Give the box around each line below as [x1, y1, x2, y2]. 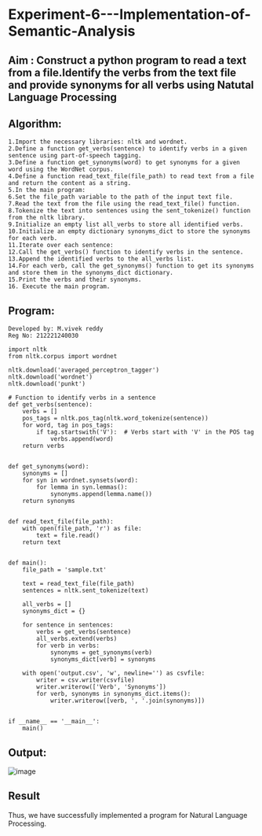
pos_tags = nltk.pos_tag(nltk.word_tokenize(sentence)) [22, 415, 209, 423]
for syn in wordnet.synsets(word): [22, 476, 139, 485]
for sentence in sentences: [22, 621, 114, 629]
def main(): [8, 559, 47, 568]
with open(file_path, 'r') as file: [22, 525, 143, 533]
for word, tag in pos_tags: [22, 421, 114, 430]
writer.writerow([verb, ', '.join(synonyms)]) [49, 697, 206, 705]
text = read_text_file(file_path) [22, 580, 135, 588]
